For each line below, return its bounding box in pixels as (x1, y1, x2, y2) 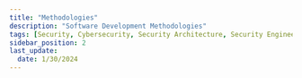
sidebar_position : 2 (9, 38, 87, 48)
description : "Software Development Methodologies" (9, 22, 207, 30)
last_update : (9, 47, 58, 56)
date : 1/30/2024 (17, 55, 78, 64)
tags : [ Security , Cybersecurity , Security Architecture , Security (9, 30, 263, 39)
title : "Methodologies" (9, 13, 99, 22)
